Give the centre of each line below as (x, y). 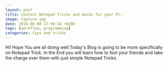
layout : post (19, 10)
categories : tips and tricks (36, 33)
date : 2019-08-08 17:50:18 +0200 (40, 24)
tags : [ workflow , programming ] (38, 28)
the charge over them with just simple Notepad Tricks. (61, 58)
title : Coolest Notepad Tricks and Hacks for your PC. (64, 14)
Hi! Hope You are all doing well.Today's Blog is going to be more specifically (84, 47)
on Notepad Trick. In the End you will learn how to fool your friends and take (84, 52)
